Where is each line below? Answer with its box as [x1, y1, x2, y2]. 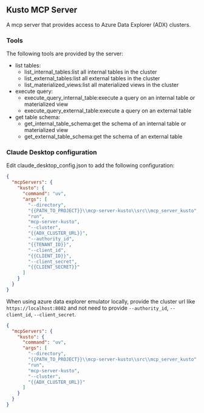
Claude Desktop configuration [6, 148, 97, 157]
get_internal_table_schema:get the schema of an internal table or [24, 120, 186, 127]
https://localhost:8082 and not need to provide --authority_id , [6, 304, 169, 311]
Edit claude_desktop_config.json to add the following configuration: [6, 162, 175, 169]
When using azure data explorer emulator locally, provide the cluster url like [6, 297, 195, 305]
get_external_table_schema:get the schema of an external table [24, 133, 183, 141]
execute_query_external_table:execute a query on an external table [24, 107, 192, 114]
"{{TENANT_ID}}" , [28, 241, 72, 248]
